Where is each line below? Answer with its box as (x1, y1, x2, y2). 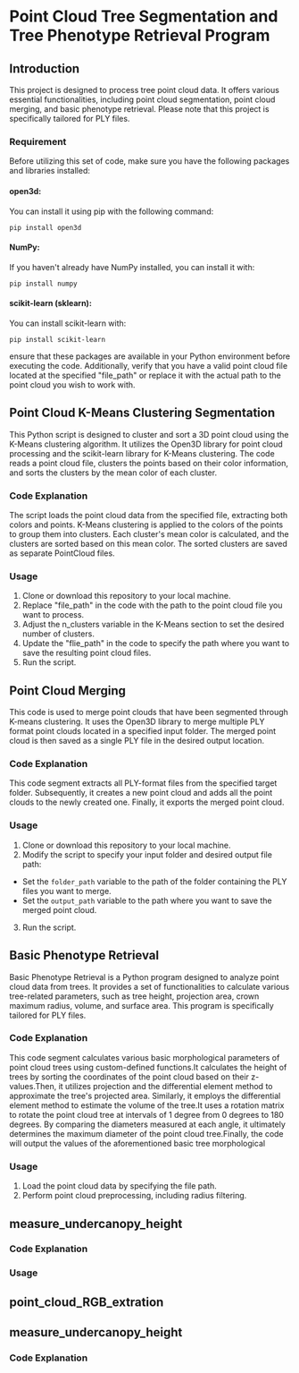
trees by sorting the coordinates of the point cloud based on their (9, 1071, 250, 1082)
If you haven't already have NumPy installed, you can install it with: (9, 261, 255, 272)
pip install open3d (9, 223, 82, 232)
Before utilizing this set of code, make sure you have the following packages (9, 156, 290, 166)
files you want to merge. (21, 885, 112, 896)
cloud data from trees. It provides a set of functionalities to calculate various (9, 981, 290, 992)
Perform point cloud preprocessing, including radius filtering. (21, 1190, 247, 1201)
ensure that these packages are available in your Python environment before (9, 351, 291, 362)
